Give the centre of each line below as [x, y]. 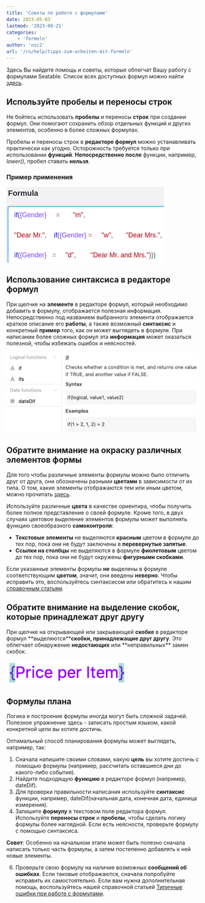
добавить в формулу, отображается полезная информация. [84, 310]
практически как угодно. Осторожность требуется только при [88, 148]
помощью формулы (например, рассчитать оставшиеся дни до [98, 766]
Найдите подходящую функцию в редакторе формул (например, [101, 779]
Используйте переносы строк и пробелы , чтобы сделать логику [100, 818]
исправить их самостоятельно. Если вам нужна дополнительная [100, 880]
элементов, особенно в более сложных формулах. [73, 130]
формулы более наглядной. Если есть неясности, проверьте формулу [107, 824]
